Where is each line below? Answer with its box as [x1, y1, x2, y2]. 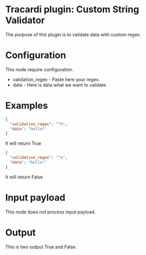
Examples [5, 100, 48, 111]
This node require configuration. [5, 66, 73, 72]
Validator [5, 14, 45, 26]
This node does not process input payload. [5, 209, 96, 215]
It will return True [5, 140, 41, 147]
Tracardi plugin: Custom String [5, 4, 139, 15]
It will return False [5, 173, 43, 180]
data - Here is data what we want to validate [12, 82, 107, 88]
